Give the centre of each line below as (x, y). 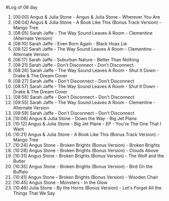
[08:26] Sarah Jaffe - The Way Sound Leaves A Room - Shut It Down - (86, 70)
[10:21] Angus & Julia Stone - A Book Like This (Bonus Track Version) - (86, 134)
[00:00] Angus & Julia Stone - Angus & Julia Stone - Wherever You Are (87, 17)
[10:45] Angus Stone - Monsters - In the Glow (60, 182)
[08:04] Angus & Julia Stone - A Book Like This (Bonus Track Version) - (87, 22)
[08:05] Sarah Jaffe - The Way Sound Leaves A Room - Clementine (83, 33)
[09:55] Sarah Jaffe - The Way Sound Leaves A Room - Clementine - (84, 102)
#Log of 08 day (22, 7)
